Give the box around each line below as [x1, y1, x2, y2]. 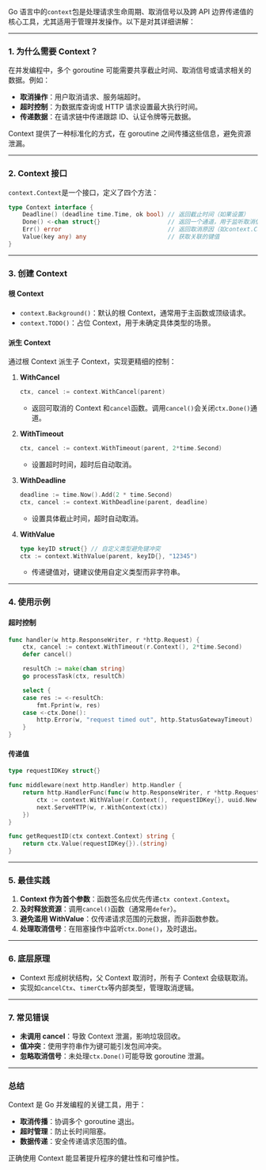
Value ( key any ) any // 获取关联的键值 [22, 233, 220, 241]
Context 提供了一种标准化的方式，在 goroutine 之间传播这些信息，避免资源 [8, 129, 252, 139]
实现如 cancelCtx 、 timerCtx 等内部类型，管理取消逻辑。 [19, 982, 199, 992]
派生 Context [8, 338, 51, 347]
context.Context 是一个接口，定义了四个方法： [8, 187, 159, 197]
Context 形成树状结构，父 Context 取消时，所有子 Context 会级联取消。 [19, 973, 253, 982]
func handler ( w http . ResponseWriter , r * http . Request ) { [8, 636, 200, 644]
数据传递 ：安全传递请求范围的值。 [19, 1137, 131, 1146]
